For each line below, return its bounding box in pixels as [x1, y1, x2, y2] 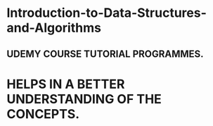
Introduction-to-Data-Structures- [6, 5, 207, 21]
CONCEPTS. [6, 106, 80, 122]
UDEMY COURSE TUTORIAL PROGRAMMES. [6, 48, 205, 60]
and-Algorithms [6, 20, 101, 36]
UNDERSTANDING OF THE [6, 91, 162, 107]
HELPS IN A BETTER [6, 76, 125, 92]
